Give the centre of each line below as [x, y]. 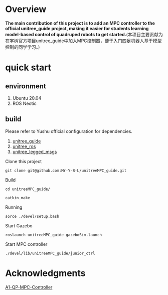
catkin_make [18, 198]
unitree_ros [24, 146]
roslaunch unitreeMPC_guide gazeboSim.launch [53, 235]
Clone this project [24, 161]
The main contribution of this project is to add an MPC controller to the [80, 23]
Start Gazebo [19, 226]
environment [26, 86]
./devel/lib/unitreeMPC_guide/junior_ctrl [50, 253]
